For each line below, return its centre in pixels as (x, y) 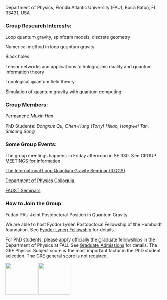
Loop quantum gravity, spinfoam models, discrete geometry (68, 37)
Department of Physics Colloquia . (40, 181)
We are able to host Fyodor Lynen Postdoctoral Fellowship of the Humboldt (84, 224)
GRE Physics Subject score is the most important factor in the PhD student (83, 251)
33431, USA (18, 13)
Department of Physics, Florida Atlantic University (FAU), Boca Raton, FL (81, 7)
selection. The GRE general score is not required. (57, 256)
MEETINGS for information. (34, 161)
